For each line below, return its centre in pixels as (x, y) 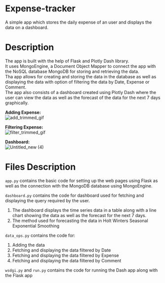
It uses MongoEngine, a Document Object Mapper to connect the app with (81, 66)
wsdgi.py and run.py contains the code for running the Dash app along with (82, 270)
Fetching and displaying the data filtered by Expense (66, 255)
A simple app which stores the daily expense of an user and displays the (79, 22)
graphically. (17, 103)
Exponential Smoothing (36, 226)
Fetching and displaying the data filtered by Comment (67, 260)
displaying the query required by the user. (48, 200)
